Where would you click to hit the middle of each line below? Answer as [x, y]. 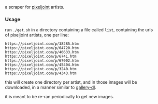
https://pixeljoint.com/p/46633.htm [42, 52]
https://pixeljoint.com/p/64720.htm [42, 48]
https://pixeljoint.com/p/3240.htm [41, 69]
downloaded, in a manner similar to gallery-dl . [51, 87]
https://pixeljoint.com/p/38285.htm [42, 44]
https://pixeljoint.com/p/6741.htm [41, 57]
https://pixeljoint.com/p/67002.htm [42, 61]
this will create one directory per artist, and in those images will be [71, 82]
